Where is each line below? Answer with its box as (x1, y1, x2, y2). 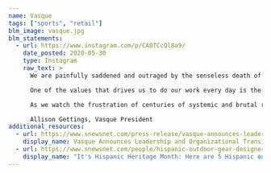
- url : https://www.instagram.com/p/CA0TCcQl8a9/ (15, 42, 186, 50)
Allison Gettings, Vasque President (29, 115, 153, 123)
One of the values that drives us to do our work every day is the (29, 86, 262, 94)
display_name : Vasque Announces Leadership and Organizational (23, 138, 240, 146)
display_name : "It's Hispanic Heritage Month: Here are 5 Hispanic (23, 152, 254, 161)
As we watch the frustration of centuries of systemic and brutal (29, 101, 258, 109)
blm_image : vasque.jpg (8, 27, 85, 35)
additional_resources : (8, 122, 85, 131)
